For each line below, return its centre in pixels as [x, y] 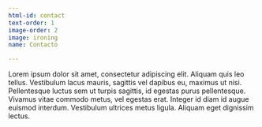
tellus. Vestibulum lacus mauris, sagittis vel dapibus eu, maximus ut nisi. [125, 83]
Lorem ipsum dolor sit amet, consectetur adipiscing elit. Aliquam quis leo [126, 74]
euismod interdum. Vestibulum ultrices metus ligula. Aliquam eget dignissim [131, 108]
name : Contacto [33, 45]
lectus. [19, 116]
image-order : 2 [33, 30]
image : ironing [33, 37]
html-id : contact [37, 15]
